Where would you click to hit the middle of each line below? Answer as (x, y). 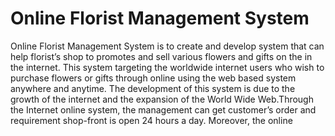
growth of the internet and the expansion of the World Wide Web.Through (162, 99)
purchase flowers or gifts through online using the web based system (153, 78)
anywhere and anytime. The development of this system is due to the (153, 88)
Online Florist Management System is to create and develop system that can (167, 46)
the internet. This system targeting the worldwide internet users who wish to (167, 67)
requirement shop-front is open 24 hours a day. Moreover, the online (151, 120)
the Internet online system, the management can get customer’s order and (163, 109)
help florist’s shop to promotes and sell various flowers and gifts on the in (161, 56)
